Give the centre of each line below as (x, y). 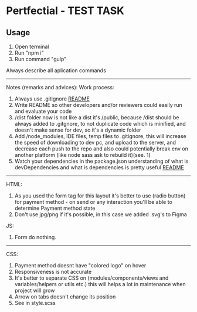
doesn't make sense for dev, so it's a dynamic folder (78, 130)
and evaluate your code (43, 111)
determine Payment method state (55, 208)
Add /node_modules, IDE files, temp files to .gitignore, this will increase (100, 136)
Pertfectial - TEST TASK (65, 11)
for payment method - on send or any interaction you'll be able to (94, 202)
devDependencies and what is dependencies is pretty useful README (99, 167)
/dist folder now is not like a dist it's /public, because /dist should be (97, 118)
